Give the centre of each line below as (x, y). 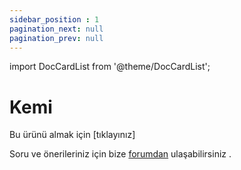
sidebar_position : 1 (54, 19)
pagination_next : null (56, 29)
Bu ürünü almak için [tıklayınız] (72, 135)
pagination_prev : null (56, 38)
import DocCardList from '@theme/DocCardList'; (110, 67)
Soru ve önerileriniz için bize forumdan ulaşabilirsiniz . (120, 154)
